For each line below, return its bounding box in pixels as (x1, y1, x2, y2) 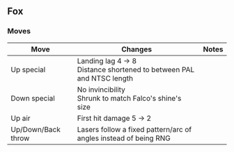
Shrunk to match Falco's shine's (77, 93, 182, 103)
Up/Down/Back (10, 124, 61, 134)
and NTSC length (77, 73, 134, 83)
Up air (10, 113, 31, 123)
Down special (10, 93, 56, 103)
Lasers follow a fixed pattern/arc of (77, 124, 192, 134)
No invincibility (77, 85, 125, 94)
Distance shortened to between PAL (77, 65, 195, 74)
